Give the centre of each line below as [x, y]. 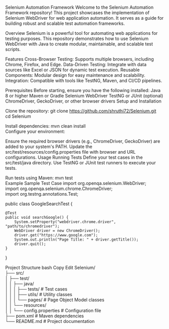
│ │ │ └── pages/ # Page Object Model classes [55, 300]
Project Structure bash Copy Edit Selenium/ [50, 268]
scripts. [13, 49]
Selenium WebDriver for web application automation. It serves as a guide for [84, 18]
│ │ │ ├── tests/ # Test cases [36, 289]
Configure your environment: [35, 131]
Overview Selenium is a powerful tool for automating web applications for [81, 33]
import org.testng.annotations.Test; [42, 194]
